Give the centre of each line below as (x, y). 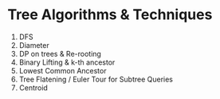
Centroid (33, 87)
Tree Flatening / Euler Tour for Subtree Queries (96, 79)
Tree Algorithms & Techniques (110, 15)
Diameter (34, 45)
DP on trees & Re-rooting (60, 53)
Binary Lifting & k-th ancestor (67, 62)
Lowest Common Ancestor (63, 70)
